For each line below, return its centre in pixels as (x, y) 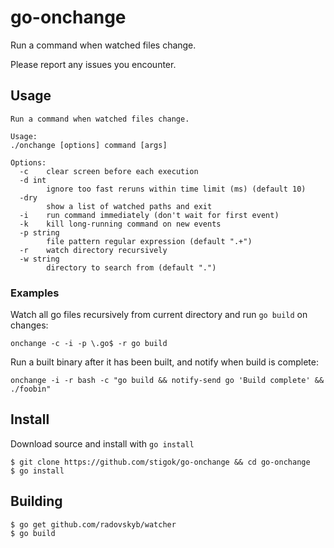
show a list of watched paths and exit (129, 206)
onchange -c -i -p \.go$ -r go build (89, 344)
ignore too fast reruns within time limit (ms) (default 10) (176, 189)
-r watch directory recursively (93, 250)
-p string (39, 232)
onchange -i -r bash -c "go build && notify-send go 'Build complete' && (167, 381)
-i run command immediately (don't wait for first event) (149, 215)
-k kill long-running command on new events (120, 224)
